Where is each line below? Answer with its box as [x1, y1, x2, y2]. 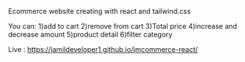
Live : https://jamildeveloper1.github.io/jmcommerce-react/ [8, 45, 199, 53]
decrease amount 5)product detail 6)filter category [8, 30, 173, 39]
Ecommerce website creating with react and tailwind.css [8, 7, 191, 15]
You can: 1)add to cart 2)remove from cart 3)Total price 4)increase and [8, 22, 238, 30]
